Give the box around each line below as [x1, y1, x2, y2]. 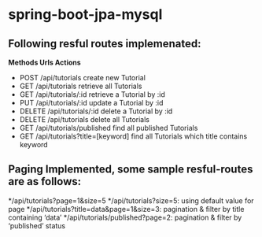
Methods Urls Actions [8, 57, 81, 67]
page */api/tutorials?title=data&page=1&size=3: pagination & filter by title [8, 204, 245, 213]
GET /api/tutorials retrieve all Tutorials [19, 81, 142, 91]
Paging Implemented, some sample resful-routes [8, 163, 253, 176]
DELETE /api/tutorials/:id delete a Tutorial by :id [19, 106, 173, 116]
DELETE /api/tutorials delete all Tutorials [19, 115, 149, 124]
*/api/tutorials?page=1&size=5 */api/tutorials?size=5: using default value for [8, 195, 254, 206]
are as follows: [8, 175, 82, 188]
